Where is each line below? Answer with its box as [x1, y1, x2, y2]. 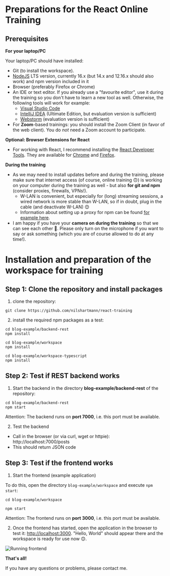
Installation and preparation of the [5, 254, 152, 266]
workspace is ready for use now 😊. [12, 535, 87, 542]
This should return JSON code [12, 444, 76, 450]
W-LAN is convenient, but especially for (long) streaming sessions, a [20, 193, 163, 199]
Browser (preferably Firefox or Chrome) [12, 84, 95, 90]
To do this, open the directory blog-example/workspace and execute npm [5, 482, 153, 488]
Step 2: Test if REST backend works [5, 372, 120, 380]
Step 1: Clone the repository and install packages [5, 285, 163, 294]
